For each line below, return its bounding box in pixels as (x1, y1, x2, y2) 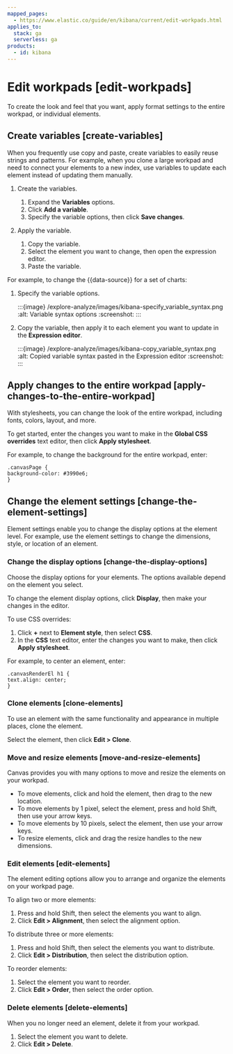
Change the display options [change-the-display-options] (7, 557, 207, 567)
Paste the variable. (27, 262, 81, 270)
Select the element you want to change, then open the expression (27, 247, 217, 255)
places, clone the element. (7, 722, 83, 730)
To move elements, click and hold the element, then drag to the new (17, 789, 212, 798)
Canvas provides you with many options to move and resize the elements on (7, 769, 226, 777)
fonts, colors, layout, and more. (7, 416, 97, 424)
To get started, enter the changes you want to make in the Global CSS (7, 430, 208, 438)
